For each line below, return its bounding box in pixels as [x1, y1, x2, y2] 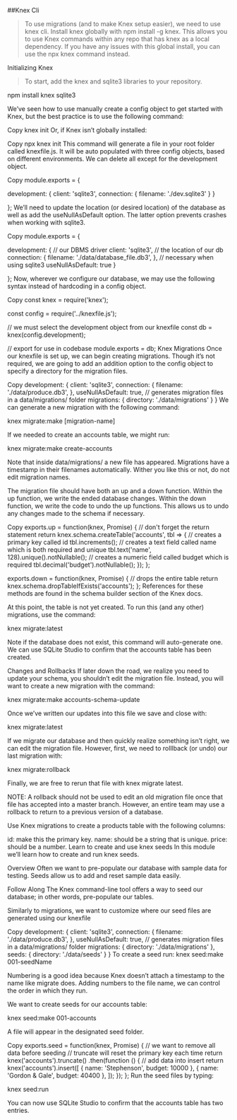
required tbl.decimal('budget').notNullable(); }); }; [7, 560, 150, 569]
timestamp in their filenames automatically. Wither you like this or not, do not [7, 466, 230, 473]
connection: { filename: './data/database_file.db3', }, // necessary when [7, 253, 214, 261]
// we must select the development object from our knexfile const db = [7, 323, 213, 331]
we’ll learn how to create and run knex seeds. [7, 850, 140, 858]
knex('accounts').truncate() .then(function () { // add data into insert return [7, 1056, 224, 1064]
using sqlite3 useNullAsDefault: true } [7, 261, 116, 269]
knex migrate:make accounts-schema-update [7, 695, 140, 703]
